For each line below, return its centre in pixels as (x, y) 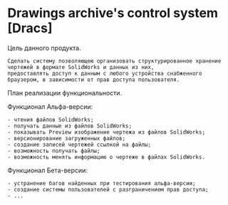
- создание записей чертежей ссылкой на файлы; (79, 144)
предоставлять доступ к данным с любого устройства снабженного (105, 73)
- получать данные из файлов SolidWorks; (70, 126)
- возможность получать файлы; (54, 151)
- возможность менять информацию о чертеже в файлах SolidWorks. (106, 157)
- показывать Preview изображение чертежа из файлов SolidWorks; (106, 132)
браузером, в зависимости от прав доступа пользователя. (94, 80)
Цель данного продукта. (44, 48)
